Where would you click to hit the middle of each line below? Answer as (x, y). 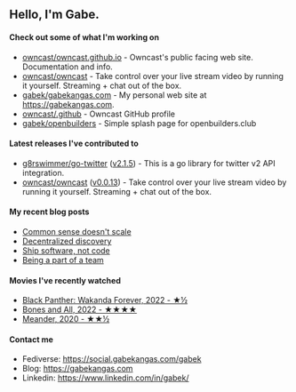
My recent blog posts (49, 212)
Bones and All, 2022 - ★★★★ (80, 309)
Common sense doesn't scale (76, 232)
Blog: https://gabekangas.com (77, 369)
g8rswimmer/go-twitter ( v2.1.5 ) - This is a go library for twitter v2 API (148, 163)
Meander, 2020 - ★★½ (66, 319)
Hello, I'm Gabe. (54, 15)
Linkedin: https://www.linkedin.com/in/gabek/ (105, 378)
